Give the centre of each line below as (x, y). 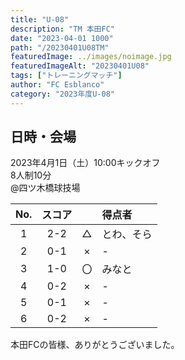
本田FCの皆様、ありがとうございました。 (95, 345)
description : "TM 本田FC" (62, 29)
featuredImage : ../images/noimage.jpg (91, 57)
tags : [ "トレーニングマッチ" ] (66, 76)
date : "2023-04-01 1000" (62, 38)
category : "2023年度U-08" (62, 94)
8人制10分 (31, 175)
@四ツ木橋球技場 (45, 188)
